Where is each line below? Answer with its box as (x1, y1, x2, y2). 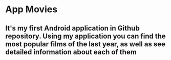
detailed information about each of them (5, 47, 137, 56)
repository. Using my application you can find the (5, 32, 166, 40)
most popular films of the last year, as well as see (5, 40, 165, 48)
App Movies (5, 4, 58, 15)
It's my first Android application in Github (5, 24, 140, 33)
